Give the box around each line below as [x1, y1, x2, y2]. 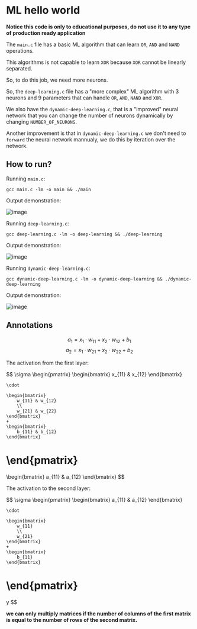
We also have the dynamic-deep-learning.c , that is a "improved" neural [6, 105, 179, 112]
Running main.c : [6, 175, 46, 182]
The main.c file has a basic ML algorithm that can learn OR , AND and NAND [6, 41, 180, 48]
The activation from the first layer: [6, 359, 89, 367]
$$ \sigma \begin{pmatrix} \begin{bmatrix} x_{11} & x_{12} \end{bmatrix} [6, 371, 182, 378]
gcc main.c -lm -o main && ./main [6, 186, 92, 192]
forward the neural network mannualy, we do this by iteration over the [6, 136, 176, 143]
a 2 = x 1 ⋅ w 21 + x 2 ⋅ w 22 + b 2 [66, 347, 133, 355]
